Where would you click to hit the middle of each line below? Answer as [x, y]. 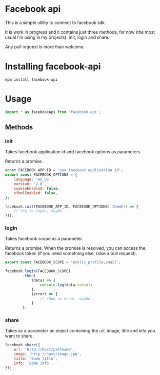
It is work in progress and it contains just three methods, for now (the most [80, 32]
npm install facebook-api [31, 79]
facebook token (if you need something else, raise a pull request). [71, 254]
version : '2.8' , [30, 184]
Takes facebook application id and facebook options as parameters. [73, 152]
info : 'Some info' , [34, 363]
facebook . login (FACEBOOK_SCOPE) [38, 271]
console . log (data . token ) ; [66, 285]
